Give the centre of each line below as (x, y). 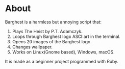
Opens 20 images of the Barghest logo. (52, 41)
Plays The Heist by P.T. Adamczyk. (47, 31)
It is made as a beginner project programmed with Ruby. (62, 61)
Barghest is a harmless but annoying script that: (53, 22)
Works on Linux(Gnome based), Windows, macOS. (63, 52)
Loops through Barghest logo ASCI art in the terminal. (66, 36)
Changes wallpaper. (32, 47)
